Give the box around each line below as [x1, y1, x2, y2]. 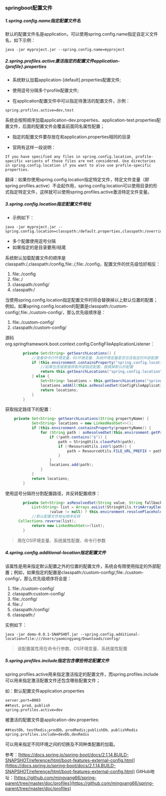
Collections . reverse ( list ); [18, 519, 77, 524]
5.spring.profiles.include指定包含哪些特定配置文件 [5, 658, 110, 664]
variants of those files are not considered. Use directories [25, 159, 156, 163]
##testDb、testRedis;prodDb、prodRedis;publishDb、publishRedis [5, 727, 138, 733]
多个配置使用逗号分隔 [12, 238, 56, 244]
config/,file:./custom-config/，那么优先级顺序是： [5, 309, 106, 315]
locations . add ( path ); [49, 462, 94, 468]
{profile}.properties [5, 63, 47, 70]
